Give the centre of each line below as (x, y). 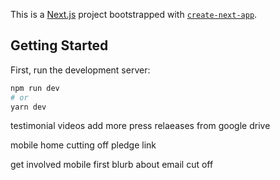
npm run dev (35, 88)
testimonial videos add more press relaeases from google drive (140, 126)
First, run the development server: (80, 70)
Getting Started (59, 45)
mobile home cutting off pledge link (83, 145)
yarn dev (28, 107)
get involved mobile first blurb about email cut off (112, 165)
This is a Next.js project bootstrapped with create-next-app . (134, 14)
